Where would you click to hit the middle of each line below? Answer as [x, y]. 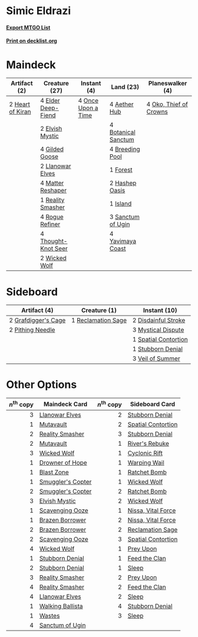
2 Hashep [123, 183]
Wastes [49, 615]
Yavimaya [123, 241]
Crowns [157, 112]
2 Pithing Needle [32, 330]
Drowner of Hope [63, 462]
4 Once [88, 101]
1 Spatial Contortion [160, 340]
